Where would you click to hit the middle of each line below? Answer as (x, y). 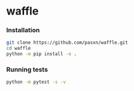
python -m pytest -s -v (36, 82)
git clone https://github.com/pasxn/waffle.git (67, 43)
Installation (23, 30)
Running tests (27, 70)
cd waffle (19, 49)
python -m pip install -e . (42, 54)
